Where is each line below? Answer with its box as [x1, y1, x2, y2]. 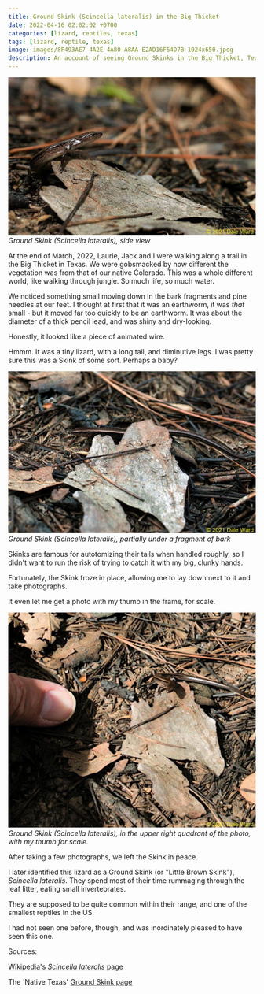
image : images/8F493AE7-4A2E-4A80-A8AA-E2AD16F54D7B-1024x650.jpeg [8, 46, 234, 54]
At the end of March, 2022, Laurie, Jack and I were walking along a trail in [8, 250, 247, 260]
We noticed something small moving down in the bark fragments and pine [8, 291, 247, 301]
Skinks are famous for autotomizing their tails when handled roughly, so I [8, 549, 244, 558]
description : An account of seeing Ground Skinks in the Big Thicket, [8, 54, 244, 62]
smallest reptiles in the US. [8, 907, 94, 917]
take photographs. [8, 581, 68, 591]
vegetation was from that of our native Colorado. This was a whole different [8, 268, 253, 277]
